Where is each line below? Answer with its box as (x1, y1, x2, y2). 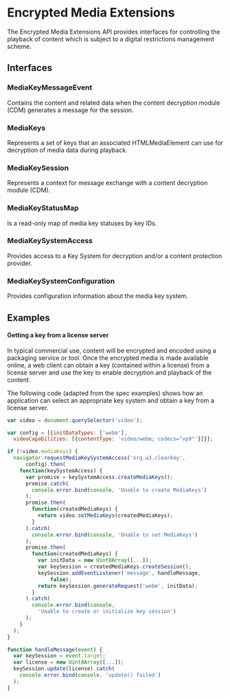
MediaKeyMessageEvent (7, 83, 93, 92)
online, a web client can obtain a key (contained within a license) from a (7, 361, 210, 369)
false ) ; (50, 576, 72, 583)
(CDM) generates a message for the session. (7, 105, 134, 114)
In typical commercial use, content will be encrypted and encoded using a (7, 346, 216, 355)
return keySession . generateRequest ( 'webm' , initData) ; (37, 582, 198, 589)
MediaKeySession (7, 163, 69, 173)
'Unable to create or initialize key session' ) (37, 608, 176, 615)
